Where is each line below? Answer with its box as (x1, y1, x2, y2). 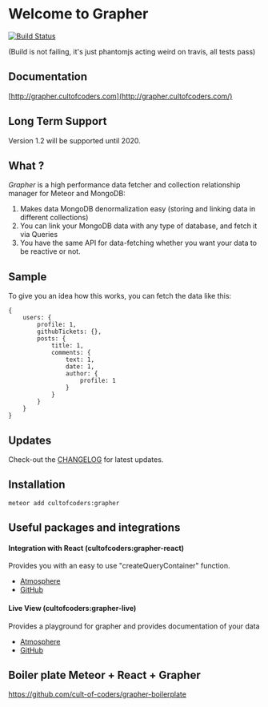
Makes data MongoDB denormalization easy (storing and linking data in (19, 204, 256, 214)
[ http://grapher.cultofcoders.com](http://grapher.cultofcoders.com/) (8, 91, 233, 101)
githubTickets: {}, (37, 327, 102, 336)
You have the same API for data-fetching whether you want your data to (19, 238, 258, 248)
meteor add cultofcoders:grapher (8, 499, 120, 507)
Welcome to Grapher (8, 5, 149, 23)
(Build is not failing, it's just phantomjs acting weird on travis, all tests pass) (8, 46, 256, 56)
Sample (8, 270, 47, 283)
